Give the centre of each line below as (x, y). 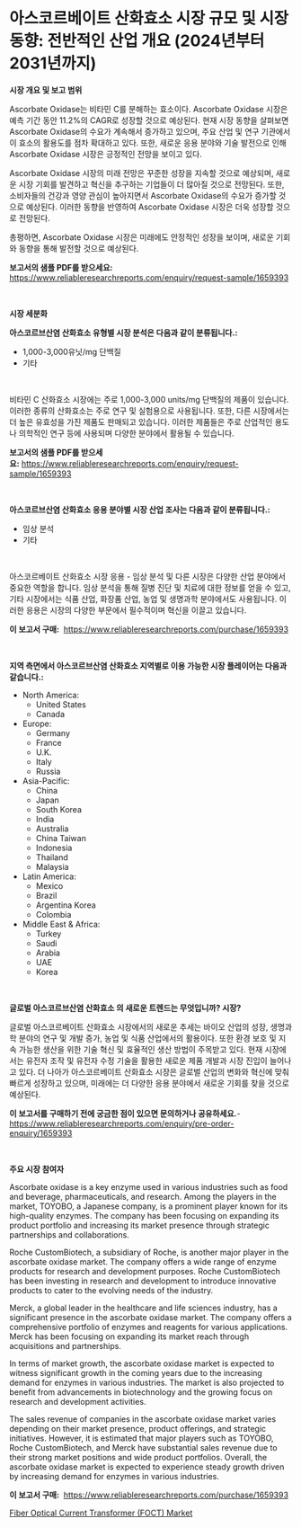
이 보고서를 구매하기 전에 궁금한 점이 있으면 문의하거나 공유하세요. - (125, 1113)
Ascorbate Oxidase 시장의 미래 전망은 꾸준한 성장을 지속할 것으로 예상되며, (142, 173)
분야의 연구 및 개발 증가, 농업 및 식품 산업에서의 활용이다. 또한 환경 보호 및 (147, 1038)
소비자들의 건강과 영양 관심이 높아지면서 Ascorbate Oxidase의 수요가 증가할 (143, 195)
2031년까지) (53, 63)
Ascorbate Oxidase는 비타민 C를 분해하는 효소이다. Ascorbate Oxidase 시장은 (149, 109)
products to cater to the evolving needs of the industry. (111, 1290)
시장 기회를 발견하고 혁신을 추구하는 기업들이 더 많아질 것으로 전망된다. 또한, (151, 184)
